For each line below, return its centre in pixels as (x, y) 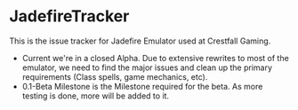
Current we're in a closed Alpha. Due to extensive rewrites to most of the (155, 58)
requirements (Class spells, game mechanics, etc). (115, 76)
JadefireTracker (69, 16)
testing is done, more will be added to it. (96, 96)
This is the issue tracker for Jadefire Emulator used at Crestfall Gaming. (140, 41)
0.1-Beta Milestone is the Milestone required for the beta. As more (142, 86)
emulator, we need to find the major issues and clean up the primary (147, 67)
